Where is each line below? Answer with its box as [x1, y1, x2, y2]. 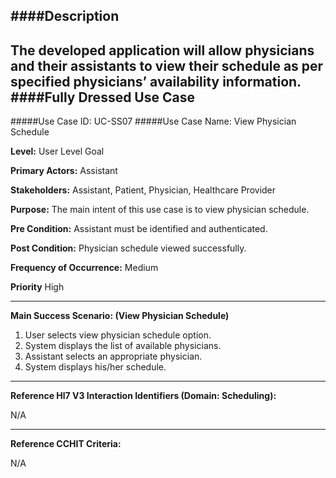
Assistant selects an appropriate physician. [24, 350, 203, 363]
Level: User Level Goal [10, 145, 105, 158]
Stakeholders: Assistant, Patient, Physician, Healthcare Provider [10, 184, 277, 196]
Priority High [10, 281, 65, 293]
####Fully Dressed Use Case [10, 89, 195, 106]
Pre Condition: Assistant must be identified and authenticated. [10, 223, 268, 235]
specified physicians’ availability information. [10, 73, 302, 90]
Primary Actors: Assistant [10, 165, 118, 177]
